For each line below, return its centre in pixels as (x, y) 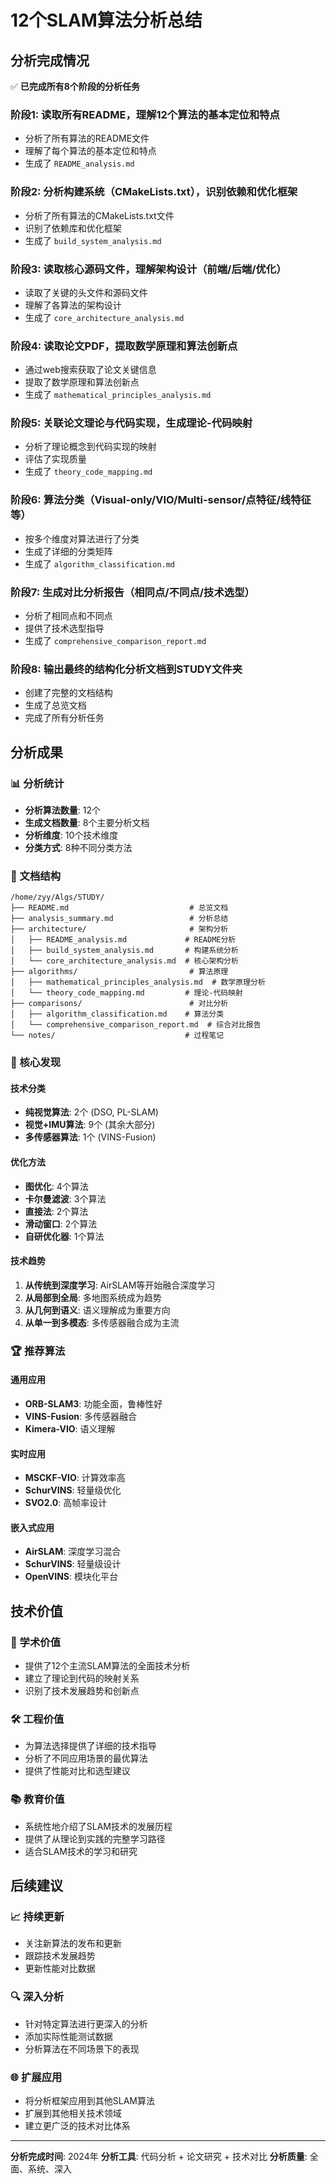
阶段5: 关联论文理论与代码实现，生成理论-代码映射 (131, 423)
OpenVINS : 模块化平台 (71, 1577)
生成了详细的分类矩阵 (68, 551)
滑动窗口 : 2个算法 (61, 1223)
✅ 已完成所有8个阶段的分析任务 (75, 86)
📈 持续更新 (37, 1917)
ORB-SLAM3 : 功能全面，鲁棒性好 (93, 1404)
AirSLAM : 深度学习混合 (73, 1552)
